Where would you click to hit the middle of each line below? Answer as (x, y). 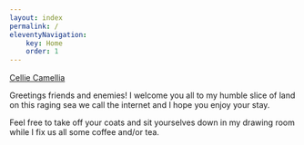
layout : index (36, 18)
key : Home (45, 43)
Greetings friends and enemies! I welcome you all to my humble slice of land (152, 95)
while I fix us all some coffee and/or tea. (84, 132)
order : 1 (42, 52)
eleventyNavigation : (49, 34)
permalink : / (34, 26)
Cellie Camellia (37, 78)
